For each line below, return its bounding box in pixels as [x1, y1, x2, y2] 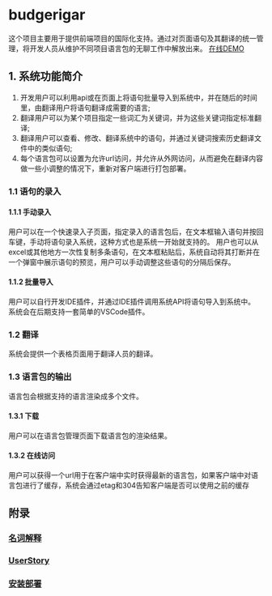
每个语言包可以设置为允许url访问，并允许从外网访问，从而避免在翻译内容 [19, 153, 263, 163]
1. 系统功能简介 [8, 70, 83, 83]
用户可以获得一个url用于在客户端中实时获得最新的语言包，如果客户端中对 [8, 470, 252, 480]
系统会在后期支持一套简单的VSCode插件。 [8, 307, 150, 317]
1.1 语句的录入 [8, 185, 62, 197]
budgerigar [8, 6, 86, 24]
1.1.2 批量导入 [8, 277, 54, 287]
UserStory [8, 555, 50, 566]
